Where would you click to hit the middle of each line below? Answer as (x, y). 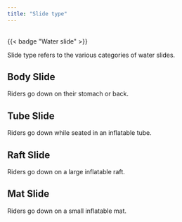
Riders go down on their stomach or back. (68, 94)
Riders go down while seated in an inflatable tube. (80, 133)
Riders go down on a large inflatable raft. (66, 172)
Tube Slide (31, 116)
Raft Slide (29, 155)
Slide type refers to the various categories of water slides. (91, 55)
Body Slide (31, 77)
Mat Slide (28, 194)
